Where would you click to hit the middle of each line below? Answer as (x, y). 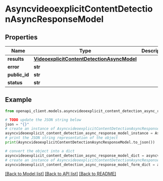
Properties (21, 37)
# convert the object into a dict (40, 151)
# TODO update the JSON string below (43, 120)
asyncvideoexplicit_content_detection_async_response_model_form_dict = (80, 165)
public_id (18, 75)
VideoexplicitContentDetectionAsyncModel (85, 59)
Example (18, 100)
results (16, 59)
